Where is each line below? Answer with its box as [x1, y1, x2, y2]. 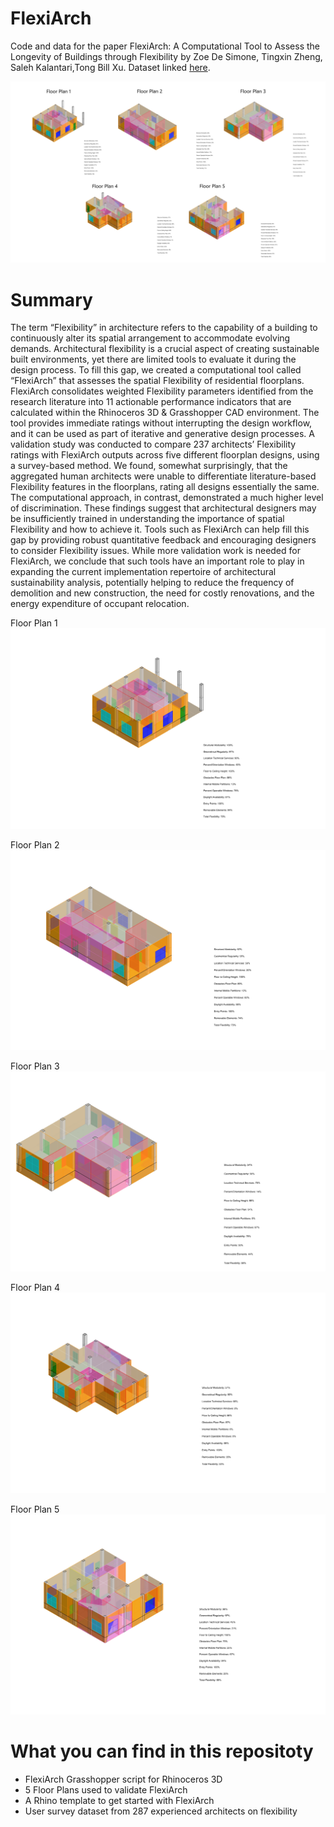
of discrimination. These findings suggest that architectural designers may [10, 502, 317, 514]
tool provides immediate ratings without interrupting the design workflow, [10, 417, 313, 429]
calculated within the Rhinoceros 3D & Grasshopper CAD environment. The [10, 407, 320, 419]
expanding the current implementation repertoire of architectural [10, 566, 277, 578]
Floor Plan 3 [10, 1060, 60, 1072]
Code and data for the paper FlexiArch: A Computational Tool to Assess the [10, 40, 320, 52]
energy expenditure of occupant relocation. [10, 598, 190, 610]
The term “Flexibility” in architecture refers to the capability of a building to [10, 322, 318, 334]
